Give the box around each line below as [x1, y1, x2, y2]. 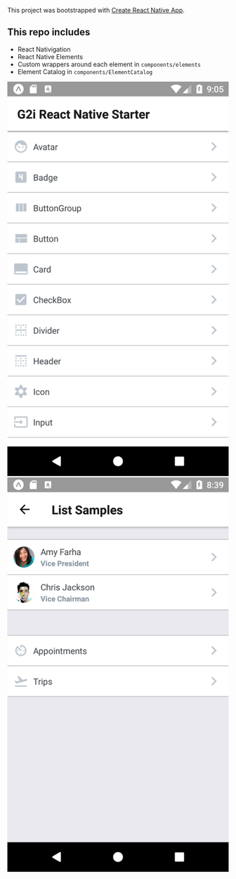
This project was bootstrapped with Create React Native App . [7, 6, 185, 14]
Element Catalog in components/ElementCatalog [17, 67, 153, 76]
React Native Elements [17, 52, 83, 61]
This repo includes [7, 26, 91, 38]
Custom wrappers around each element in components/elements [17, 60, 202, 68]
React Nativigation [17, 45, 71, 54]
